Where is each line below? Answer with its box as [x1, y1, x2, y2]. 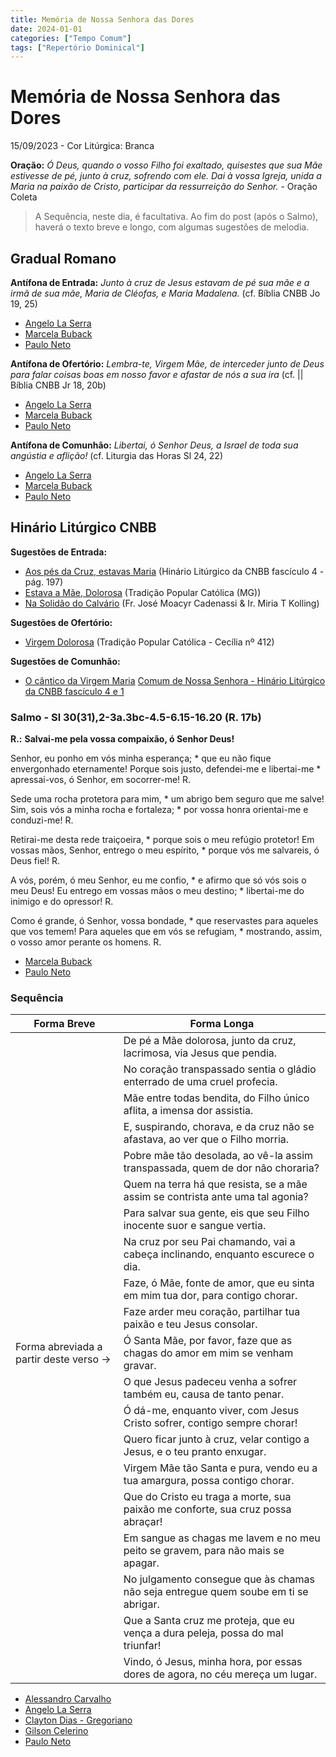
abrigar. [123, 1597, 160, 1611]
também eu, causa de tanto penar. [123, 1387, 285, 1401]
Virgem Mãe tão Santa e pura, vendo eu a [123, 1461, 318, 1475]
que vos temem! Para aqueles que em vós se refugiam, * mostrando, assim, [10, 926, 323, 938]
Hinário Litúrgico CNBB [10, 519, 157, 536]
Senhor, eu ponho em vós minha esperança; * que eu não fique [10, 752, 272, 765]
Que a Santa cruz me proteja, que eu [123, 1614, 295, 1628]
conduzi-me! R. [10, 814, 74, 826]
